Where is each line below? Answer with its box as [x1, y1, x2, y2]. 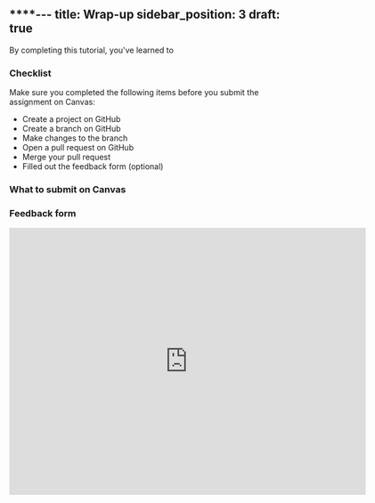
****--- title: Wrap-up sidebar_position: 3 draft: [9, 7, 281, 22]
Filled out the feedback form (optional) [21, 161, 164, 172]
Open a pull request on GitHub [21, 142, 135, 153]
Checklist [9, 67, 52, 79]
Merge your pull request [21, 151, 111, 163]
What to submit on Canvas [9, 183, 126, 196]
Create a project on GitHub [21, 114, 121, 125]
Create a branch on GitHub [21, 124, 122, 134]
